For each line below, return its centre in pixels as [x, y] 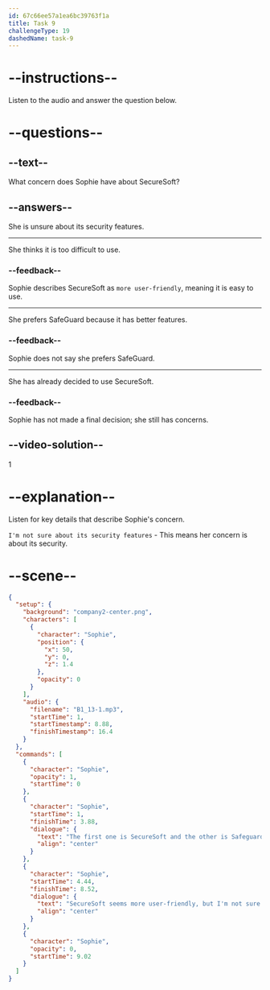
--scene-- [43, 575]
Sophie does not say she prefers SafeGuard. [82, 358]
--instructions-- [63, 78]
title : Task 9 [32, 23]
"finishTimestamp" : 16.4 [71, 732]
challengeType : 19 [39, 31]
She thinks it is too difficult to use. [64, 250]
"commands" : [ [39, 754]
